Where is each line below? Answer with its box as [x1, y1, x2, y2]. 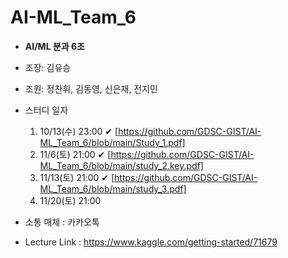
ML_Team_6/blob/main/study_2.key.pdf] [39, 159, 204, 171]
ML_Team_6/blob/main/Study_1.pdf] [39, 136, 186, 148]
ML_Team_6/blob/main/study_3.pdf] [39, 182, 187, 195]
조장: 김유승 [24, 61, 72, 73]
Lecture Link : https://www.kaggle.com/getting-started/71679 [24, 236, 278, 248]
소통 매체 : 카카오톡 [24, 216, 100, 228]
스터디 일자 [24, 104, 69, 116]
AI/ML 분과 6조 [24, 40, 85, 52]
